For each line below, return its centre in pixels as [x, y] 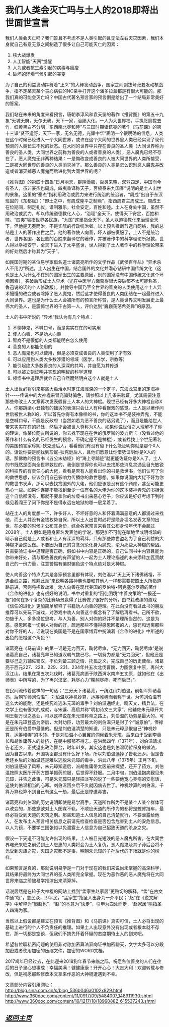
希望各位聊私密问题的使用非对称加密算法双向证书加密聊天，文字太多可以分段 [84, 944]
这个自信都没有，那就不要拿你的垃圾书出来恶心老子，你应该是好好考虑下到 [82, 496]
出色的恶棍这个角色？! [28, 637]
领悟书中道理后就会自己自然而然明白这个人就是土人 [65, 378]
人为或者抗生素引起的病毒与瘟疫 [46, 67]
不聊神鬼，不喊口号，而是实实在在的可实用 [57, 327]
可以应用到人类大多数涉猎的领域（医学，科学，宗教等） [70, 359]
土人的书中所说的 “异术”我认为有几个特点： [50, 317]
